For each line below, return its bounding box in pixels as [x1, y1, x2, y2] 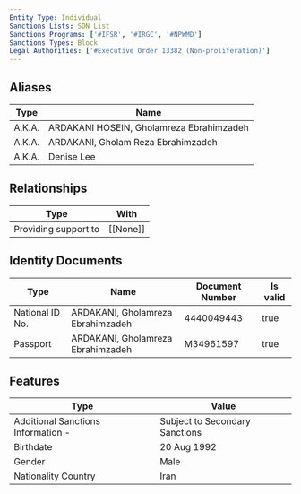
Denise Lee [47, 150, 96, 162]
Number [201, 290, 237, 303]
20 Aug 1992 [159, 441, 217, 454]
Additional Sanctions [13, 415, 101, 428]
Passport [13, 337, 52, 350]
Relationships [9, 181, 88, 196]
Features [9, 373, 60, 388]
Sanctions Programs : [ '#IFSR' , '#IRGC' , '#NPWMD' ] [9, 30, 202, 39]
